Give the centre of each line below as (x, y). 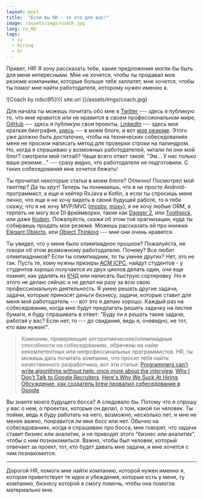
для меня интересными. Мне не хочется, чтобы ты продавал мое (91, 75)
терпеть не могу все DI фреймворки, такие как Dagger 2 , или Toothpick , (99, 213)
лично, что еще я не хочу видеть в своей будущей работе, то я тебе (94, 199)
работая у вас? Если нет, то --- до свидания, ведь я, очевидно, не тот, (97, 320)
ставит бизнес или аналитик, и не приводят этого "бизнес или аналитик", (101, 434)
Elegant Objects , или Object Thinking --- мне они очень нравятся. (90, 232)
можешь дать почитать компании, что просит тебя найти (95, 358)
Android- (175, 187)
